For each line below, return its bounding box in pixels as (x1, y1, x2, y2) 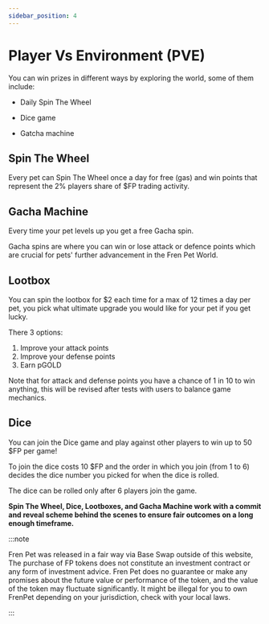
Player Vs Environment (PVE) (8, 46, 206, 64)
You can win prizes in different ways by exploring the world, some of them (8, 73, 255, 83)
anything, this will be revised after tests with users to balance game (8, 384, 231, 394)
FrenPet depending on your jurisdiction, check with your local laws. (8, 592, 231, 601)
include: (8, 81, 35, 91)
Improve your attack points (19, 343, 109, 352)
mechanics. (8, 393, 47, 402)
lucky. (8, 312, 28, 322)
